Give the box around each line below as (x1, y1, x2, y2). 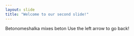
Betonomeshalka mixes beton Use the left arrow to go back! (5, 25, 129, 31)
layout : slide (5, 7, 35, 12)
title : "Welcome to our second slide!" (5, 12, 89, 17)
